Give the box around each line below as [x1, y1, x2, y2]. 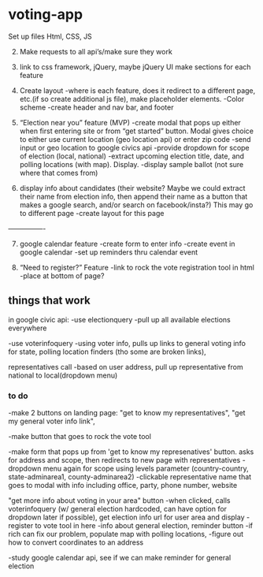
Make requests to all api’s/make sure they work [19, 47, 173, 56]
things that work [8, 294, 91, 307]
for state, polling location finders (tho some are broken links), [8, 347, 206, 356]
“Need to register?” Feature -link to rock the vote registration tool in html [19, 262, 254, 272]
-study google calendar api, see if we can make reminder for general [8, 553, 232, 563]
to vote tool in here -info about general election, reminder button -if [35, 521, 254, 530]
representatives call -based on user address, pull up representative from [8, 362, 243, 371]
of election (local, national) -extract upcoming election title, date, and [19, 151, 245, 161]
